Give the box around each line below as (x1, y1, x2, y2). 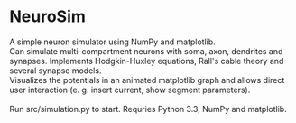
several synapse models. (9, 65, 102, 76)
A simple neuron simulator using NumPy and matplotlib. (9, 36, 217, 47)
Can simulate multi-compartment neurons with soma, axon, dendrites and (9, 45, 283, 56)
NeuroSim (9, 6, 86, 27)
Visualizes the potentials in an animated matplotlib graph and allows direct (9, 74, 285, 85)
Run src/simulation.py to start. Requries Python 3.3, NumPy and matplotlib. (9, 103, 287, 114)
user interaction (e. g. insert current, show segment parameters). (9, 84, 251, 95)
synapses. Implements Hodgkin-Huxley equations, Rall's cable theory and (9, 55, 284, 66)
